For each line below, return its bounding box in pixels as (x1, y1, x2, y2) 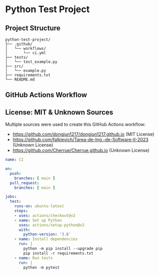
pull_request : (10, 180, 39, 185)
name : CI (5, 157, 24, 163)
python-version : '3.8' (23, 232, 71, 237)
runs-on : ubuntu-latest (14, 204, 65, 209)
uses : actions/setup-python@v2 (18, 222, 85, 227)
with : (18, 227, 30, 232)
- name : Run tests (14, 255, 53, 260)
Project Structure (5, 24, 61, 32)
